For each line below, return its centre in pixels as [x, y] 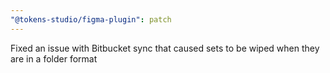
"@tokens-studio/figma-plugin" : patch [91, 19]
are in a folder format [54, 58]
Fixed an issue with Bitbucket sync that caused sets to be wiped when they [165, 48]
